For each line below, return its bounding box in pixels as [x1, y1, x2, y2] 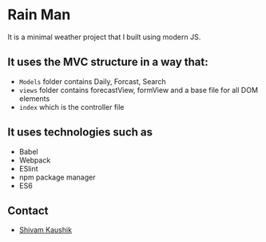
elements [18, 94, 50, 103]
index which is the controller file [18, 102, 125, 111]
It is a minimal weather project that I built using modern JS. [7, 32, 201, 42]
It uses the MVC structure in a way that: [7, 55, 208, 69]
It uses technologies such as [7, 126, 153, 139]
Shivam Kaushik [18, 225, 73, 235]
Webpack [18, 155, 51, 165]
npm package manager [18, 172, 96, 182]
